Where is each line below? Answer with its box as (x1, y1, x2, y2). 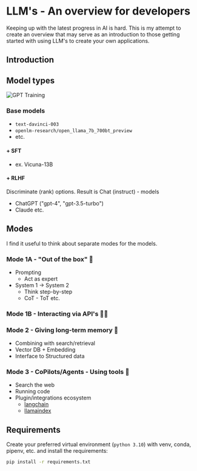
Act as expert (24, 275, 58, 282)
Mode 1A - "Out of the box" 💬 (6, 255, 93, 263)
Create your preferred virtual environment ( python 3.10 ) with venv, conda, (6, 441, 192, 448)
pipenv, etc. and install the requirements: (6, 447, 108, 455)
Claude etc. (15, 206, 44, 213)
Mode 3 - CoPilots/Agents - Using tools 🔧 (6, 368, 130, 376)
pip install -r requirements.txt (6, 459, 91, 465)
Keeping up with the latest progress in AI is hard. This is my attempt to (6, 24, 181, 32)
